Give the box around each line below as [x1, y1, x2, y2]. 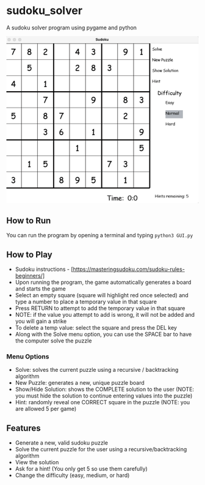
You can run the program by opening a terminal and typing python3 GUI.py [6, 232, 193, 239]
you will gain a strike [15, 317, 67, 325]
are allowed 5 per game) [15, 405, 77, 413]
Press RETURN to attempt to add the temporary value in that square [15, 305, 185, 312]
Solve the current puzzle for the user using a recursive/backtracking [15, 446, 187, 453]
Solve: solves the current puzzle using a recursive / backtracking [15, 366, 179, 374]
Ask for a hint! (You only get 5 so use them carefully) [15, 465, 148, 473]
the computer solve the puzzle [15, 337, 92, 344]
